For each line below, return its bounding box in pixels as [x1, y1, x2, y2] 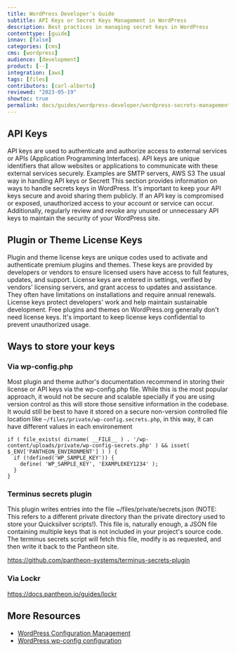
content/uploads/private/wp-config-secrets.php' [7, 442, 152, 449]
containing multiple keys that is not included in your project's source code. [7, 528, 223, 536]
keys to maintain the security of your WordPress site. [7, 214, 160, 222]
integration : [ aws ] [7, 69, 65, 76]
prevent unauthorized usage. [7, 320, 91, 328]
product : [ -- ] [7, 63, 49, 70]
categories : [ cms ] [7, 43, 61, 50]
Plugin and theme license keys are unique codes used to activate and [7, 253, 209, 261]
